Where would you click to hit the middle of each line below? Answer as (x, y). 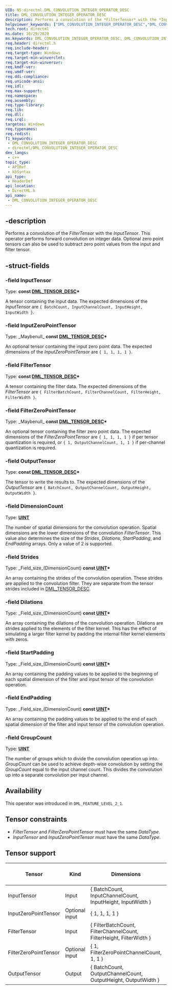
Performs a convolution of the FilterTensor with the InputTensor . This (78, 233)
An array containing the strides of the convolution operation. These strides (84, 578)
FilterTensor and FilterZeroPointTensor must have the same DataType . (86, 831)
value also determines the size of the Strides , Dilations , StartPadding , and (83, 538)
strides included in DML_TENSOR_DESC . (48, 588)
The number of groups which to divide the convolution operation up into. (82, 759)
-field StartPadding (30, 653)
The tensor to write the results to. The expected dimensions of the (75, 482)
